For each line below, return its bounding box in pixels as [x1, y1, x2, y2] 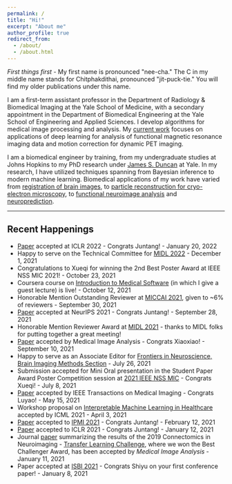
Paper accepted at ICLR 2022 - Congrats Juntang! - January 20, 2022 [17, 242, 217, 250]
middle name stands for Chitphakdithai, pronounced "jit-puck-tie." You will [7, 75, 219, 83]
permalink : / [7, 10, 45, 17]
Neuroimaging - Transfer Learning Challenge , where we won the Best [17, 440, 215, 448]
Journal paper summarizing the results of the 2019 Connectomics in [17, 432, 211, 441]
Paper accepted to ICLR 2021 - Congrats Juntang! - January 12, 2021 [17, 425, 214, 434]
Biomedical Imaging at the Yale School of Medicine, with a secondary [7, 103, 204, 111]
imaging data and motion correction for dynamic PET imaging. [7, 139, 184, 148]
